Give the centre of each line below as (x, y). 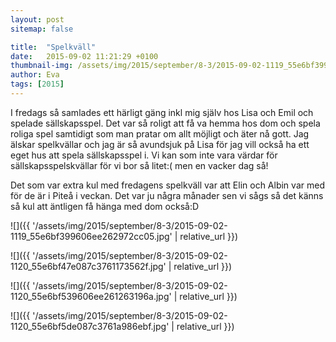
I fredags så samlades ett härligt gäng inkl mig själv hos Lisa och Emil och (162, 112)
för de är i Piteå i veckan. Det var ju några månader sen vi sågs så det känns (167, 195)
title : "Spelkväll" (53, 47)
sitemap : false (42, 29)
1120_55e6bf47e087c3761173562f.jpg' (88, 266)
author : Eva (35, 75)
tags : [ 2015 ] (37, 84)
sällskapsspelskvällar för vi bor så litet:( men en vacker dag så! (139, 165)
